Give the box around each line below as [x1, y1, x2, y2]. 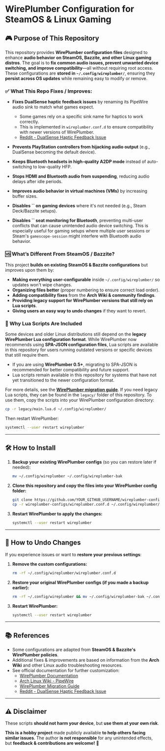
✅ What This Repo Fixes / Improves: [5, 87, 92, 94]
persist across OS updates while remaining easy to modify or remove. [5, 76, 148, 81]
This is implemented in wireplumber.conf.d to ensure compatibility [19, 124, 154, 130]
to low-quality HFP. [32, 164, 72, 170]
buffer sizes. [12, 193, 38, 199]
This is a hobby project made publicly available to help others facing [5, 730, 146, 736]
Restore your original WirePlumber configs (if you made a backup [12, 579, 149, 585]
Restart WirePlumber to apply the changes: [12, 511, 103, 517]
